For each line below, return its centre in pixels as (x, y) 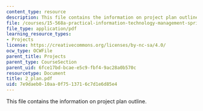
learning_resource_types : (39, 34)
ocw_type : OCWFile (29, 51)
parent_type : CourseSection (42, 62)
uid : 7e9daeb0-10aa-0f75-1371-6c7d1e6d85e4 (62, 85)
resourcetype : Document (36, 73)
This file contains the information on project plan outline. (76, 101)
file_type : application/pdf (42, 28)
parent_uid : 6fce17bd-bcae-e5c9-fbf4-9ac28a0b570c (71, 67)
